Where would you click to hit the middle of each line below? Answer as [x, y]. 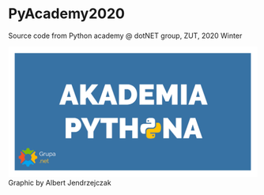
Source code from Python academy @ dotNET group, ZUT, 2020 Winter [125, 36]
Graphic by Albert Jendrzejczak [60, 183]
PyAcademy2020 [66, 14]
